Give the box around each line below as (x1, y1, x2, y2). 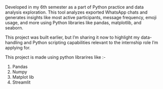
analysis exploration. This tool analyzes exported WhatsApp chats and (5, 9, 148, 15)
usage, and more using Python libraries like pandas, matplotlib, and (5, 20, 142, 25)
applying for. (5, 45, 31, 50)
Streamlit (12, 79, 31, 85)
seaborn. (5, 25, 24, 31)
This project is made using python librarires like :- (5, 54, 106, 60)
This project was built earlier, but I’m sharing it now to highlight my (5, 34, 140, 40)
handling (5, 40, 23, 45)
